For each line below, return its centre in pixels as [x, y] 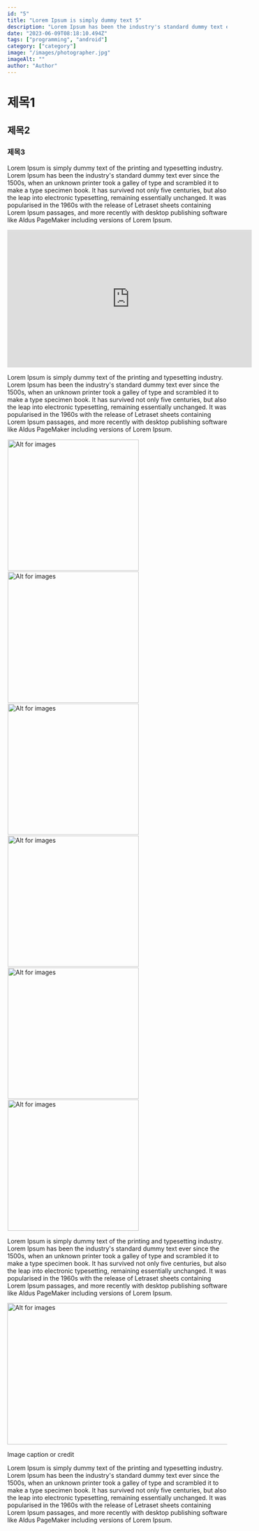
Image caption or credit [41, 1454]
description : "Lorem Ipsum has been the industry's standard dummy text [115, 27]
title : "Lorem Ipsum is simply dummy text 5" [74, 20]
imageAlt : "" [26, 59]
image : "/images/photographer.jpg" [59, 53]
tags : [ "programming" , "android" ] [58, 40]
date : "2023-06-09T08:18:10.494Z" [58, 33]
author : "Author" [32, 66]
